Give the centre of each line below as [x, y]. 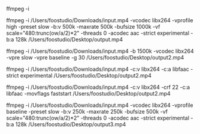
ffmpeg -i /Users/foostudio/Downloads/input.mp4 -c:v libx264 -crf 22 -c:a [98, 87]
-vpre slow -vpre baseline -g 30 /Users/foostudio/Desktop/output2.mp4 [95, 57]
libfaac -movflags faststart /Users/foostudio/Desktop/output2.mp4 [88, 93]
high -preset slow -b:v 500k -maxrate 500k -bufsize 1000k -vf [83, 27]
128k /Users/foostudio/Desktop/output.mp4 [69, 39]
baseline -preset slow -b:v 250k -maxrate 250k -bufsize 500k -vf [87, 111]
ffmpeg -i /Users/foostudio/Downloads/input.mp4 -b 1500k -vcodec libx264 [100, 51]
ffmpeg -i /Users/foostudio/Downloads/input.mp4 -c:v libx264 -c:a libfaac [98, 69]
